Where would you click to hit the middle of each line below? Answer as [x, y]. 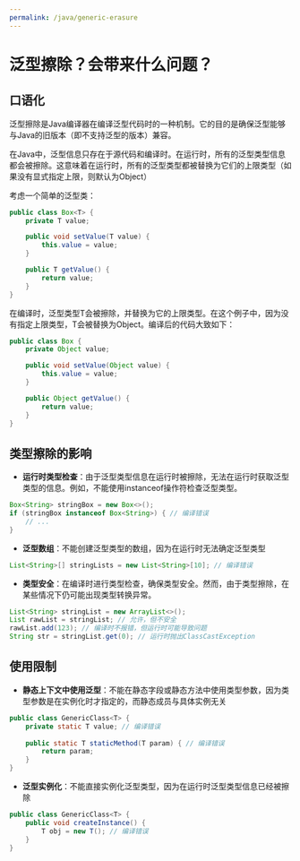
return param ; [68, 752]
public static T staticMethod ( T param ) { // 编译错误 [125, 743]
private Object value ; [68, 349]
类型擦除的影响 [51, 453]
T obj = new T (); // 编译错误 [95, 831]
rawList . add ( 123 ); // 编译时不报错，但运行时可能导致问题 [108, 628]
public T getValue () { [68, 270]
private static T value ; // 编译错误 [93, 727]
